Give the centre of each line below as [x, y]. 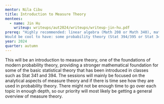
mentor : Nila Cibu [24, 10]
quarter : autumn [21, 46]
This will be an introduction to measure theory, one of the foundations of [78, 60]
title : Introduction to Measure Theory [46, 14]
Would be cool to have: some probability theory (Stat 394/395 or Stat [79, 37]
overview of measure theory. [34, 96]
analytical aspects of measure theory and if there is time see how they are [80, 81]
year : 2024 [16, 42]
